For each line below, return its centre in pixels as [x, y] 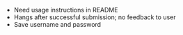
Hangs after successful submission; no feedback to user [95, 17]
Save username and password [57, 24]
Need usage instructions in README [66, 10]
